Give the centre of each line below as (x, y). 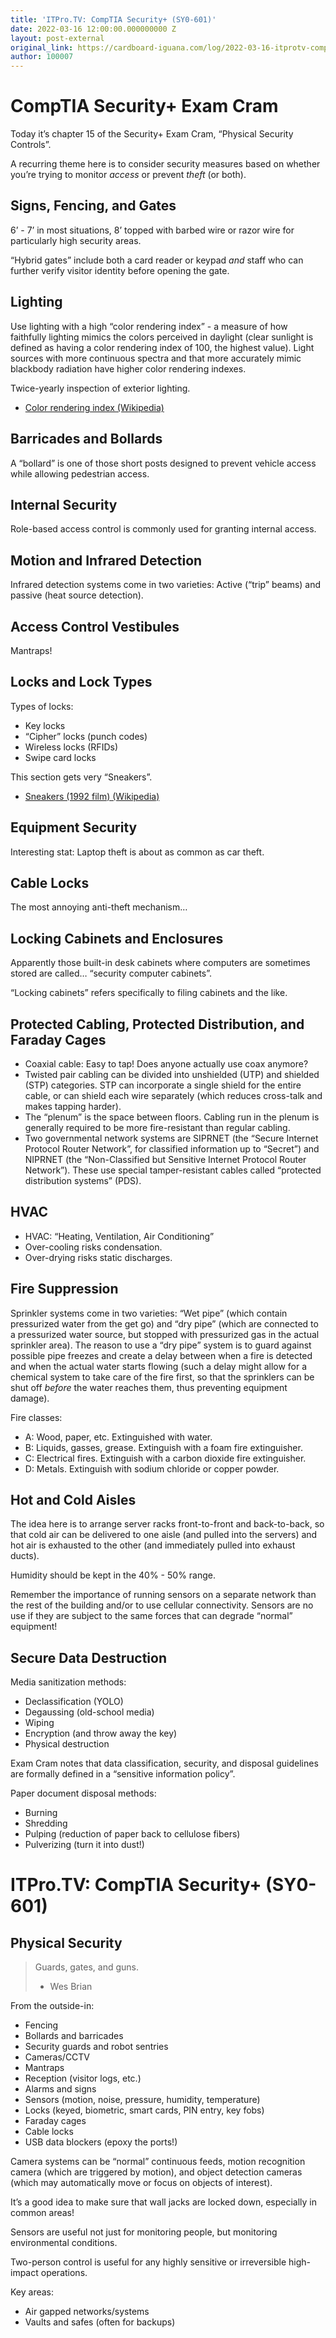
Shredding (46, 1823)
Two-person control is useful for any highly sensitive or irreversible (148, 2262)
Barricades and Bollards (86, 439)
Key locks (45, 725)
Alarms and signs (60, 2089)
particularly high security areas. (76, 240)
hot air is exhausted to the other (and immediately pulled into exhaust (153, 1545)
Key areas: (32, 2292)
